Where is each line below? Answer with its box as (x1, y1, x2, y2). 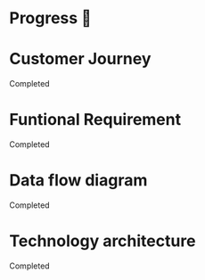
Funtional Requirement (9, 110, 181, 130)
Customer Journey (9, 49, 152, 70)
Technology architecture (9, 231, 196, 251)
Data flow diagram (9, 170, 148, 191)
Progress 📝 (9, 8, 92, 29)
